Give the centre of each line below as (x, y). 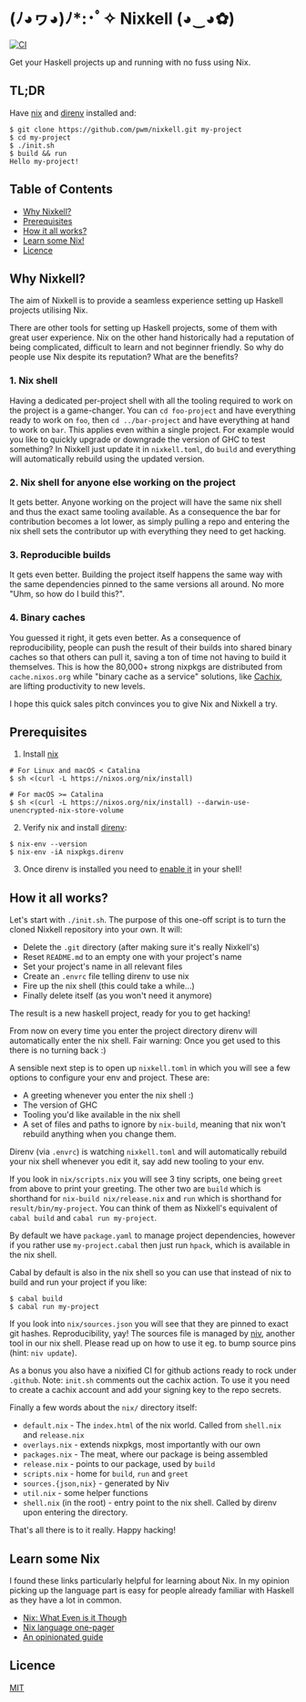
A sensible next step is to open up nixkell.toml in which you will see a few (150, 1068)
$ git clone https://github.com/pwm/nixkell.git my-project (126, 129)
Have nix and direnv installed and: (73, 113)
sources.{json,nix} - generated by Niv (96, 1483)
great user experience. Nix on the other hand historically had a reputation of (152, 337)
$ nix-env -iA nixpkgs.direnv (67, 852)
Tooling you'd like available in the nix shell (101, 1115)
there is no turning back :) (58, 1050)
